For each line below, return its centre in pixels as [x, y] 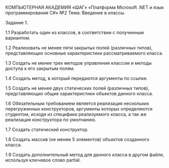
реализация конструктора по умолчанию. [51, 120]
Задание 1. [17, 23]
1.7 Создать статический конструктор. [47, 130]
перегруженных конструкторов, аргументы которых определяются [79, 109]
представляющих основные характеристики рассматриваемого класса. [84, 53]
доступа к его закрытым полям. [40, 68]
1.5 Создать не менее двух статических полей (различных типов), [77, 88]
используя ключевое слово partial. [43, 160]
